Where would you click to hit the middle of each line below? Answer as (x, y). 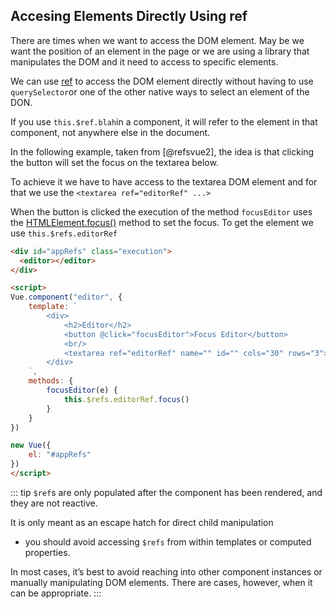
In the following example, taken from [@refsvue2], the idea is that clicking (162, 151)
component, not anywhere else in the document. (110, 132)
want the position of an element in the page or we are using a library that (160, 51)
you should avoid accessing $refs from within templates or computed (168, 541)
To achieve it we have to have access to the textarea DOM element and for (164, 181)
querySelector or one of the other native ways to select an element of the (160, 91)
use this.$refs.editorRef (64, 233)
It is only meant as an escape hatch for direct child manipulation (142, 522)
